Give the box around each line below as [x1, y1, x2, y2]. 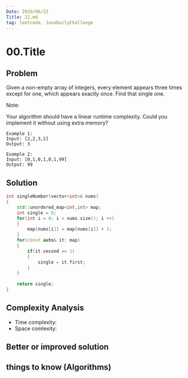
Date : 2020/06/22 [6, 8, 49, 15]
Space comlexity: [14, 325, 57, 332]
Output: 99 [6, 162, 33, 168]
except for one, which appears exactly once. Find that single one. [6, 90, 165, 97]
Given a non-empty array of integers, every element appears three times [6, 84, 183, 91]
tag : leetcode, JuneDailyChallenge [6, 19, 94, 25]
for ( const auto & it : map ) [17, 237, 81, 244]
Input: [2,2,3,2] [6, 136, 49, 142]
